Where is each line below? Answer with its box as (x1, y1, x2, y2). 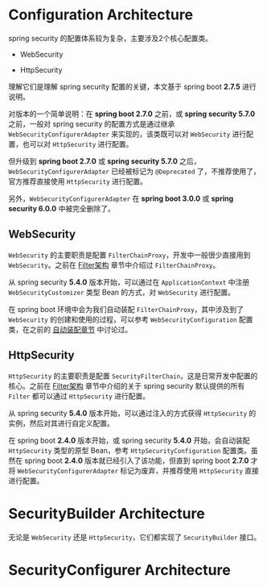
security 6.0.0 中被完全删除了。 (8, 203, 115, 213)
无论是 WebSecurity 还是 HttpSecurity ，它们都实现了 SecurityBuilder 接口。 (8, 532, 261, 542)
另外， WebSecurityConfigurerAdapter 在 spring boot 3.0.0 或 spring (8, 194, 234, 203)
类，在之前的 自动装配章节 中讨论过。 (8, 324, 133, 334)
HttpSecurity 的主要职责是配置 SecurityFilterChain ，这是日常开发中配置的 (8, 371, 258, 381)
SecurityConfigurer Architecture (8, 560, 231, 579)
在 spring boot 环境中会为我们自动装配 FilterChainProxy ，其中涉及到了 (8, 304, 244, 314)
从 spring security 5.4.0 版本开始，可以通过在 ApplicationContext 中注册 (8, 277, 250, 287)
